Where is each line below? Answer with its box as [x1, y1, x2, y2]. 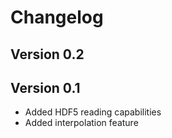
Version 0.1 [10, 79, 81, 96]
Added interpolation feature [24, 117, 139, 129]
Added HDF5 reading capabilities [24, 106, 162, 118]
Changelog [10, 6, 104, 29]
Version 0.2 [10, 46, 85, 63]
